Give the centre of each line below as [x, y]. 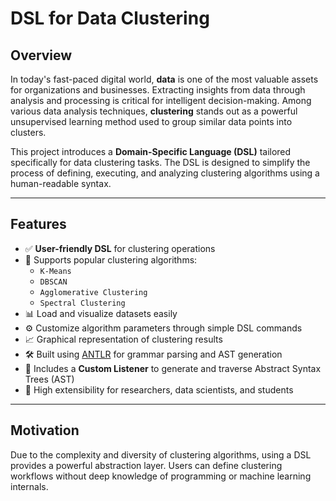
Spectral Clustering [82, 303]
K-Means [55, 271]
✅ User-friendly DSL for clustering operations [120, 248]
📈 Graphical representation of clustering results [123, 339]
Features [38, 224]
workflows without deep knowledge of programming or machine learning [161, 476]
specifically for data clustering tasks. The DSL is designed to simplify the [160, 162]
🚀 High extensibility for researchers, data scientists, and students [159, 389]
